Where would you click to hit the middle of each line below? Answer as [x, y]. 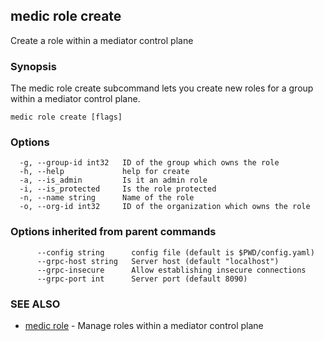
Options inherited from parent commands [113, 232]
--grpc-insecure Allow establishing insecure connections [171, 270]
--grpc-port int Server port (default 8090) [142, 279]
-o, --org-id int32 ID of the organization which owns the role [165, 207]
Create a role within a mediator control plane [102, 40]
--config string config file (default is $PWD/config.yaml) [175, 252]
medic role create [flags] [66, 117]
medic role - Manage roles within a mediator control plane [144, 325]
